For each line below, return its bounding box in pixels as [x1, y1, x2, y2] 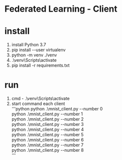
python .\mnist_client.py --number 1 [11, 111, 83, 117]
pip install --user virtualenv [11, 47, 66, 53]
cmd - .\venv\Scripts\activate [11, 96, 70, 102]
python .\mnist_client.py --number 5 [11, 132, 84, 138]
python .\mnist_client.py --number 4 [11, 126, 84, 132]
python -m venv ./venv [11, 52, 57, 58]
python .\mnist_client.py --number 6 [11, 137, 84, 143]
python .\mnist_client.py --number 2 [11, 116, 84, 122]
